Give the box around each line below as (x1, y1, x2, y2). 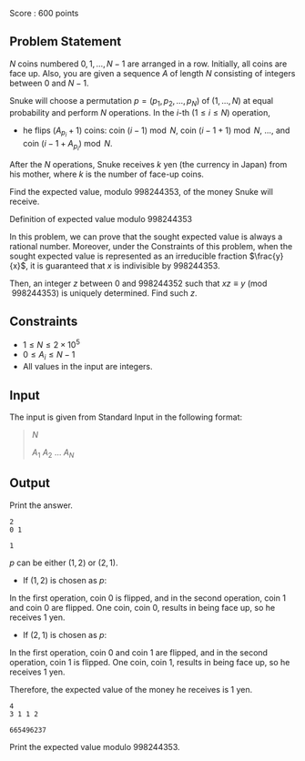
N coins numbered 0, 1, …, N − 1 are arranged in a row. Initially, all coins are (9, 58, 288, 69)
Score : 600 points (9, 8, 79, 18)
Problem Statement (9, 34, 122, 49)
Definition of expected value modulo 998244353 (9, 213, 193, 224)
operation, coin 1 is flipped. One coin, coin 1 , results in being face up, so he (9, 656, 290, 667)
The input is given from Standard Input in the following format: (9, 411, 243, 422)
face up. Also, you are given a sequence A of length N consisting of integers (9, 67, 296, 78)
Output (9, 475, 50, 491)
